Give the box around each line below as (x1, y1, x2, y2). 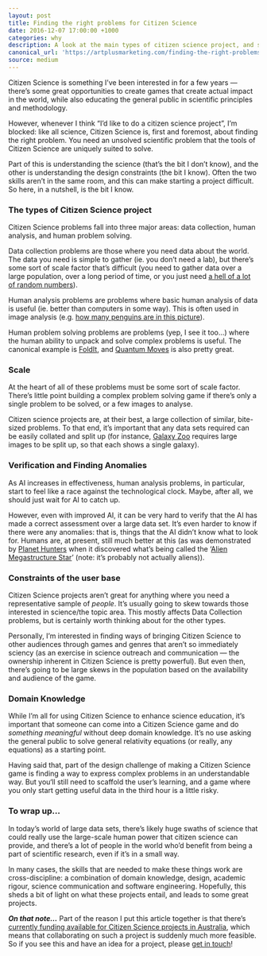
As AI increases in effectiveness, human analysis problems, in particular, (8, 478, 245, 487)
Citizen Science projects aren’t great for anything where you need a (8, 590, 230, 600)
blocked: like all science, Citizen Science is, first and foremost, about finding (8, 126, 258, 136)
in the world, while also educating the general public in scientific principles (8, 95, 253, 104)
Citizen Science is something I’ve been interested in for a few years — (8, 77, 238, 87)
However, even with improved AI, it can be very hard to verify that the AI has (8, 510, 258, 520)
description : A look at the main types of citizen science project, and (8, 41, 254, 49)
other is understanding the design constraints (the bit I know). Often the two (8, 168, 257, 177)
